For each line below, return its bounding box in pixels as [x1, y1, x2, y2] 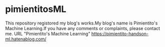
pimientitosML [5, 3, 66, 15]
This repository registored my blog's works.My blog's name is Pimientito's [5, 20, 158, 26]
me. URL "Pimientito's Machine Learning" [5, 30, 90, 36]
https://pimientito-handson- [91, 30, 149, 36]
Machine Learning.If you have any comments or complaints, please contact [5, 25, 160, 31]
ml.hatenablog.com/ [5, 36, 46, 42]
